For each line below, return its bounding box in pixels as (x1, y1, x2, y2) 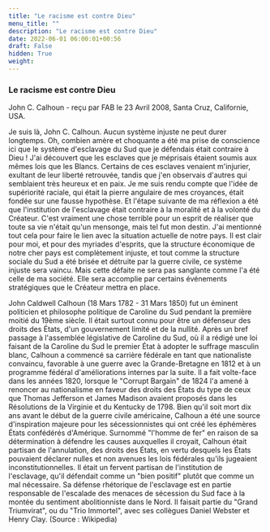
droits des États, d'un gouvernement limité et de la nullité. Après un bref (8, 325, 249, 334)
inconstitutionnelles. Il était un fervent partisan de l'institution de (8, 463, 223, 473)
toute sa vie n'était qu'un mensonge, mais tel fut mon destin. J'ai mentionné (8, 222, 262, 232)
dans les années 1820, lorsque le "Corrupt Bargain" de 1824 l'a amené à (8, 376, 249, 386)
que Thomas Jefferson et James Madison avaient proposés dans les (8, 394, 238, 403)
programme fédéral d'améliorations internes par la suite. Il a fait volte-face (8, 368, 257, 377)
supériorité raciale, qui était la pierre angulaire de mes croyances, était (8, 188, 244, 198)
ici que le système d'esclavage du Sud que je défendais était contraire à (8, 144, 249, 155)
